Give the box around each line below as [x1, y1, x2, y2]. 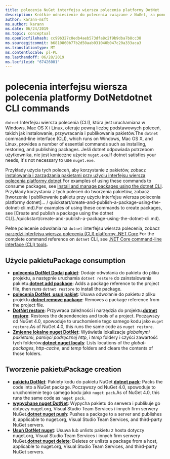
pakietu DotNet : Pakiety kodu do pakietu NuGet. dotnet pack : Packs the [12, 378, 163, 384]
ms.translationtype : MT [5, 45, 56, 50]
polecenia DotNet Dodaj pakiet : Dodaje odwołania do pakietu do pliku [12, 270, 159, 275]
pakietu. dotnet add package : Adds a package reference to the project [12, 280, 159, 287]
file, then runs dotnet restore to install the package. [12, 286, 122, 292]
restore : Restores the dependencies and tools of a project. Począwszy [12, 313, 160, 319]
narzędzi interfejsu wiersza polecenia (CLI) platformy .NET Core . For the [5, 231, 154, 237]
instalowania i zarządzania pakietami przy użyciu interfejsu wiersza [5, 172, 146, 179]
